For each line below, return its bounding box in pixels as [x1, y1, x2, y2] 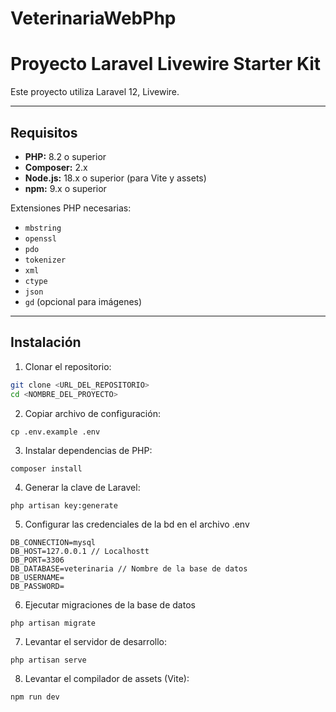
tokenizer [24, 255, 67, 265]
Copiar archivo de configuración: [24, 407, 161, 419]
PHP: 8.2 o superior [24, 150, 107, 162]
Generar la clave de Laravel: [24, 481, 141, 493]
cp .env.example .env [10, 427, 101, 437]
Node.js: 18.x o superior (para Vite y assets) [24, 172, 207, 184]
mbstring [24, 223, 62, 233]
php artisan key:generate [10, 500, 118, 511]
